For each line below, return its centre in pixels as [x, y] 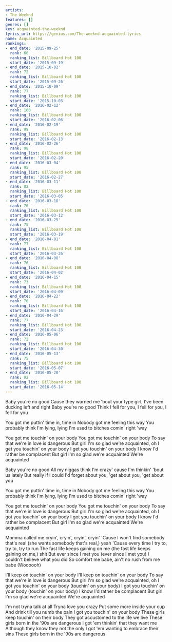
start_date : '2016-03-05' [38, 196]
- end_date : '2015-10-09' [33, 86]
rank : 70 [19, 301]
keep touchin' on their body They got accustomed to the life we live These [84, 617]
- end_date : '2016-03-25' [33, 220]
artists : [15, 10]
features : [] [19, 20]
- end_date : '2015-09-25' [33, 48]
